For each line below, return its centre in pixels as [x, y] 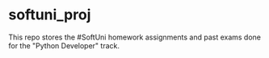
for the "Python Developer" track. [64, 45]
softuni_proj [50, 15]
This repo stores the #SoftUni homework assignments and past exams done [134, 37]
